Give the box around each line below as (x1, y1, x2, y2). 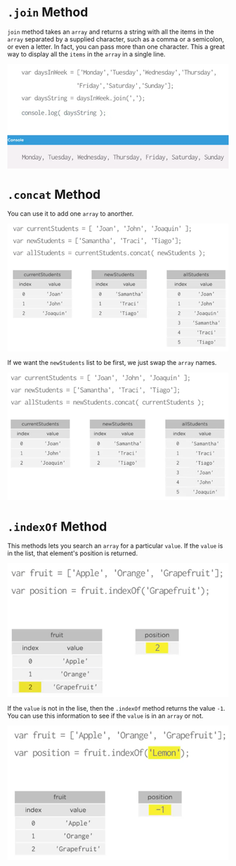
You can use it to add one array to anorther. (7, 209, 134, 218)
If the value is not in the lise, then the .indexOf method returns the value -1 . (7, 704, 225, 712)
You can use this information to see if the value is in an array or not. (7, 711, 204, 720)
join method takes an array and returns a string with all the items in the (7, 27, 214, 36)
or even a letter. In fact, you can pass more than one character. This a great (7, 42, 225, 51)
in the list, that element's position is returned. (7, 549, 138, 557)
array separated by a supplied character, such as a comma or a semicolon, (7, 34, 225, 43)
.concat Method (7, 186, 101, 202)
